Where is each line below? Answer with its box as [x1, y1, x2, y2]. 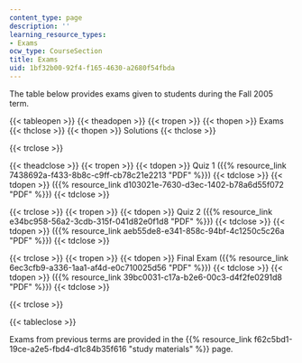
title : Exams [9, 55, 59, 64]
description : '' [9, 22, 70, 31]
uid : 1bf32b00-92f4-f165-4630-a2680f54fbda [9, 64, 176, 73]
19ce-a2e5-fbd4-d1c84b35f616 [9, 343, 127, 354]
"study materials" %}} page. [128, 343, 233, 354]
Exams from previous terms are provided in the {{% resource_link [9, 333, 252, 344]
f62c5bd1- [253, 333, 293, 344]
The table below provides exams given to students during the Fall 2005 [9, 88, 273, 99]
